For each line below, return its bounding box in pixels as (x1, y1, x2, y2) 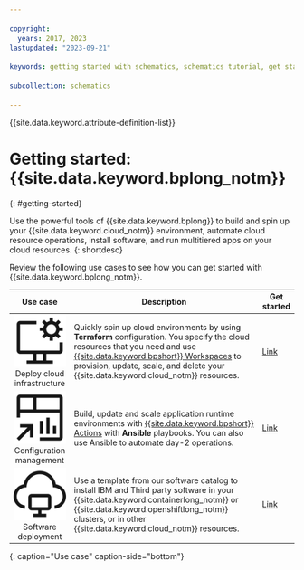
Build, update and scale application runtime (73, 408, 235, 419)
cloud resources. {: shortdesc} (9, 244, 124, 255)
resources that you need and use (73, 341, 196, 352)
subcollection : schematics (9, 81, 111, 90)
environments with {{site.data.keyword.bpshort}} (73, 417, 255, 429)
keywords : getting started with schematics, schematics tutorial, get (9, 62, 281, 71)
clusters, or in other (73, 513, 147, 524)
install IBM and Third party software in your (73, 484, 235, 495)
